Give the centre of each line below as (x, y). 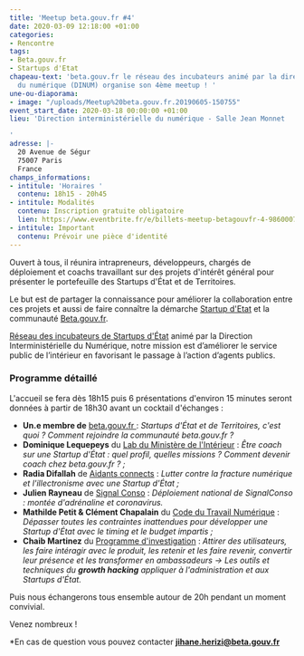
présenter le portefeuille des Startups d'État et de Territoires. (123, 281)
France (30, 169)
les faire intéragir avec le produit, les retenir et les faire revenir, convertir (157, 550)
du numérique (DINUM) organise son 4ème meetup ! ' (117, 85)
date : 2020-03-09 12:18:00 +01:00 (75, 26)
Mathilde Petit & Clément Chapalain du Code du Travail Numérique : (151, 512)
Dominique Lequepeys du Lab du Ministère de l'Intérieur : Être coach (152, 444)
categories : (32, 34)
